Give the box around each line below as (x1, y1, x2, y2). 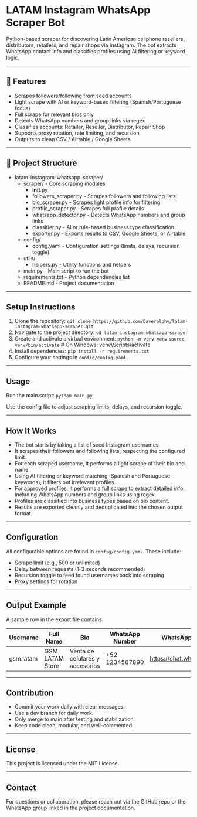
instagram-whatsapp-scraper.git (14, 324, 94, 330)
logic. (6, 54, 19, 61)
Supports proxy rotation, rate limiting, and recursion (14, 130, 140, 137)
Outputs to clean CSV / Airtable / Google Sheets (14, 135, 131, 142)
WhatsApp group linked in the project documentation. (6, 804, 136, 812)
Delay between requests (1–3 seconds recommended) (14, 565, 145, 572)
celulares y (69, 654, 100, 662)
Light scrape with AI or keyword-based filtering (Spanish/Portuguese (14, 98, 182, 105)
